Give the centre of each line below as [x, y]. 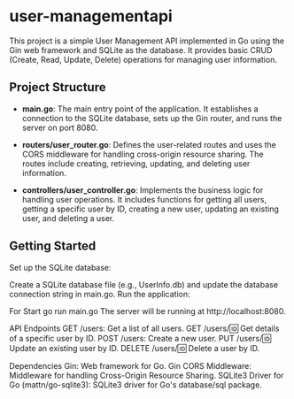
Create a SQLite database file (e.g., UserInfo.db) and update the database [144, 284]
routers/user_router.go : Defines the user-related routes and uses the [149, 144]
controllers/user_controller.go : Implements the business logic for [143, 190]
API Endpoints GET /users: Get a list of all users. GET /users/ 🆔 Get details [144, 328]
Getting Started [53, 246]
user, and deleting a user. [68, 218]
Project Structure [58, 87]
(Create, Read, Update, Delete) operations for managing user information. [143, 59]
